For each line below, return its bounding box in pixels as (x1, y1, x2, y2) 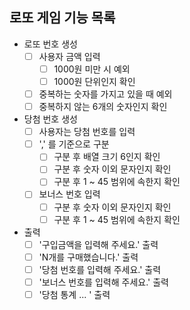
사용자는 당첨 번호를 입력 (38, 126, 136, 138)
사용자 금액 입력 (38, 50, 101, 62)
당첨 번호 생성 (23, 113, 78, 125)
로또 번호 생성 (23, 38, 78, 50)
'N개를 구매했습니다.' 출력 (38, 251, 139, 263)
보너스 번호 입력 (38, 188, 101, 200)
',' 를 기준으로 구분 (38, 138, 110, 150)
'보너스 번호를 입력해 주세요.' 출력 (38, 276, 169, 288)
